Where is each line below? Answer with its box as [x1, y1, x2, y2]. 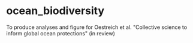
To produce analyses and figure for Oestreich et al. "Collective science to [6, 24, 188, 31]
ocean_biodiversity [6, 4, 105, 18]
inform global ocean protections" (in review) [6, 29, 116, 37]
